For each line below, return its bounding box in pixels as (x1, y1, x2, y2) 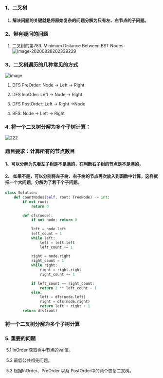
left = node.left (31, 227, 67, 232)
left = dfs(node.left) (39, 295, 86, 299)
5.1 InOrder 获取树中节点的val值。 (6, 347, 73, 353)
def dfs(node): (22, 213, 54, 218)
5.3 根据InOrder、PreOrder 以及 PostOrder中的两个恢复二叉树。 (6, 367, 134, 374)
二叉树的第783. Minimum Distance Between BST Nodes (12, 42, 124, 48)
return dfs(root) (22, 308, 57, 313)
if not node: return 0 (31, 218, 77, 222)
